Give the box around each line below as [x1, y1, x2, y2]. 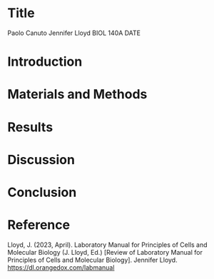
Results [7, 119, 53, 135]
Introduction [7, 54, 83, 70]
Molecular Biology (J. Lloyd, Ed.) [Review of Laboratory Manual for [7, 248, 203, 256]
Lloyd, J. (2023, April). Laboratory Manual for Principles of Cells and [7, 240, 208, 249]
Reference [7, 217, 70, 233]
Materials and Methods [7, 86, 148, 103]
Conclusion [7, 184, 77, 201]
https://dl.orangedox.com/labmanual [7, 263, 115, 272]
